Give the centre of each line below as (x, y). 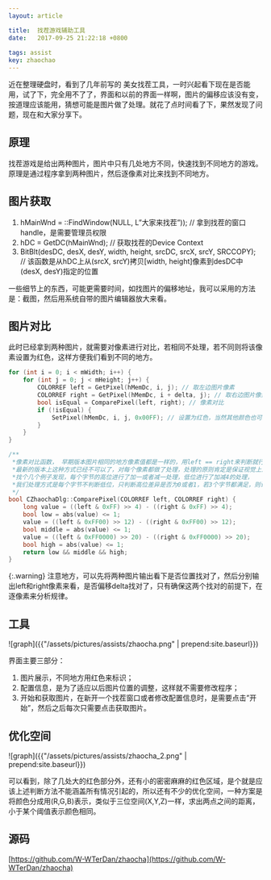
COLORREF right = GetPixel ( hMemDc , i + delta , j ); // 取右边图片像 (149, 395)
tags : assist (30, 53)
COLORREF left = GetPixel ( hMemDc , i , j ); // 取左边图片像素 (136, 388)
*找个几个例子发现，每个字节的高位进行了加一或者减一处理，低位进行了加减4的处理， (133, 477)
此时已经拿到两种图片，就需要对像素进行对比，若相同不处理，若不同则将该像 (135, 347)
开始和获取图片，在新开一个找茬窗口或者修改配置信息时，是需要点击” (135, 698)
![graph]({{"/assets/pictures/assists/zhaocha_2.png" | (98, 756)
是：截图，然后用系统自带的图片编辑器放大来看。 (90, 298)
